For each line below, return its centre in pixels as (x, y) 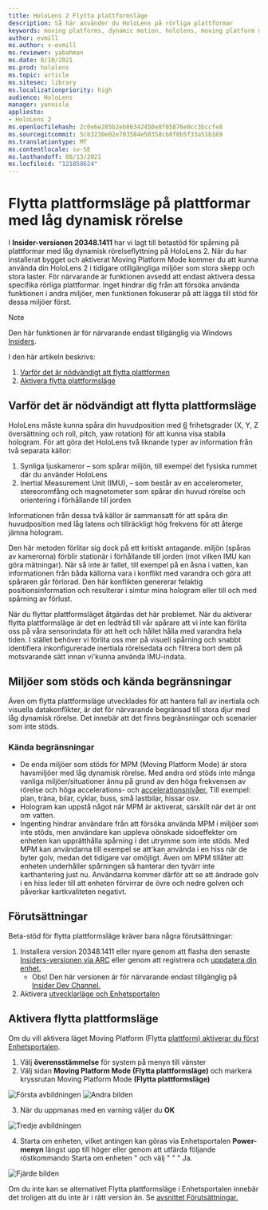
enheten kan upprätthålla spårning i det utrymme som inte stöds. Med (134, 840)
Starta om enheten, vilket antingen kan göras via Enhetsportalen (125, 1141)
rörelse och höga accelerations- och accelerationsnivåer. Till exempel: (135, 789)
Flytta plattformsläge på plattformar (130, 204)
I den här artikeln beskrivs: (52, 357)
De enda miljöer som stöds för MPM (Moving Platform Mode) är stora (133, 764)
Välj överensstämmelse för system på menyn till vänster (113, 1062)
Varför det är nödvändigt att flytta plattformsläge (132, 406)
